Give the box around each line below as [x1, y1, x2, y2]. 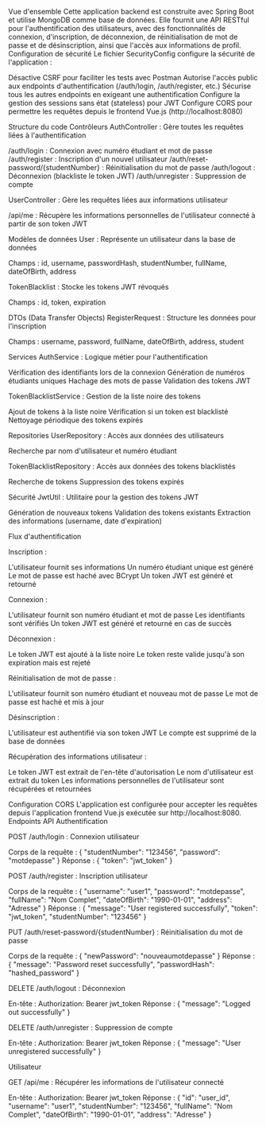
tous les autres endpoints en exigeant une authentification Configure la [8, 90, 241, 99]
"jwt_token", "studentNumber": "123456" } [8, 912, 147, 921]
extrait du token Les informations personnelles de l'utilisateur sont [8, 775, 225, 785]
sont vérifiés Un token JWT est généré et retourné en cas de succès [8, 619, 232, 628]
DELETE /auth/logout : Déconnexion [8, 984, 125, 993]
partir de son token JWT [8, 219, 88, 228]
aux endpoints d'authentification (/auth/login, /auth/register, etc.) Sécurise [8, 81, 252, 91]
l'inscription [8, 321, 47, 331]
